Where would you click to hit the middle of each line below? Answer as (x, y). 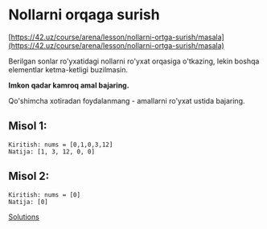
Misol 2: (29, 176)
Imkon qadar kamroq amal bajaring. (69, 85)
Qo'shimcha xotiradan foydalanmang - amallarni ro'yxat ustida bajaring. (127, 100)
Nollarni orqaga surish (84, 15)
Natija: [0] (28, 202)
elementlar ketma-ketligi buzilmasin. (68, 69)
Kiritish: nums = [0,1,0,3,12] (61, 145)
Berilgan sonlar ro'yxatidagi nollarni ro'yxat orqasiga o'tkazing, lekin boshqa (134, 61)
